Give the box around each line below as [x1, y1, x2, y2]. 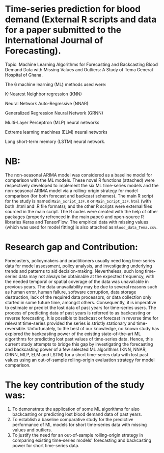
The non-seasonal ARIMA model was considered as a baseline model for [5, 172, 152, 178]
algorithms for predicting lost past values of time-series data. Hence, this [5, 336, 153, 342]
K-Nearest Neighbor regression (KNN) [5, 91, 82, 97]
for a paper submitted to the [5, 25, 122, 35]
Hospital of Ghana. [5, 72, 43, 78]
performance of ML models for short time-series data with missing [12, 422, 147, 427]
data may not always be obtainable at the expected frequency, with [18, 273, 155, 279]
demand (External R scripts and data [5, 14, 157, 25]
